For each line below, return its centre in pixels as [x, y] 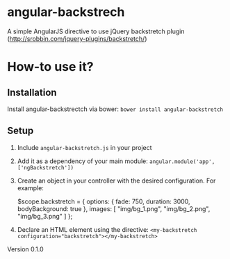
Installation [32, 92]
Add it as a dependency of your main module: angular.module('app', [116, 161]
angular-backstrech [66, 12]
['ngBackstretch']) [46, 167]
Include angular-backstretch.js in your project [84, 147]
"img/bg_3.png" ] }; [45, 216]
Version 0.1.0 [25, 249]
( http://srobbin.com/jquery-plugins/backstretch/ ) [77, 38]
